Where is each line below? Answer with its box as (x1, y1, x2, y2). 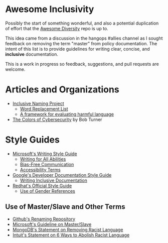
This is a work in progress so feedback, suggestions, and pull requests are (5, 61, 159, 67)
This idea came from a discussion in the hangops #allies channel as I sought (5, 35, 163, 41)
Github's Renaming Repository (12, 216, 76, 222)
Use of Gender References (20, 188, 75, 194)
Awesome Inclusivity (5, 4, 94, 15)
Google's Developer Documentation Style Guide (12, 172, 112, 178)
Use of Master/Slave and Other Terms (5, 202, 125, 211)
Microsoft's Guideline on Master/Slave (12, 221, 92, 227)
